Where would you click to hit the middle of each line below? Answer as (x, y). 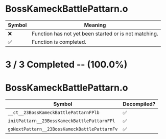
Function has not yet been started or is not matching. (95, 34)
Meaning (95, 25)
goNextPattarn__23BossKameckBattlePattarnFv (63, 129)
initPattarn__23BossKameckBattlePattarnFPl (62, 121)
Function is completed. (59, 42)
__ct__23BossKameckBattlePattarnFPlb (54, 113)
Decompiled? (139, 104)
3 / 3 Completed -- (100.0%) (66, 65)
